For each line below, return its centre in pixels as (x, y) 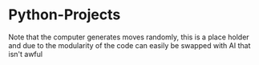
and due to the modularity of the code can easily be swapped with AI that (129, 45)
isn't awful (25, 54)
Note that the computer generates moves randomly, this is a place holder (129, 37)
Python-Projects (65, 15)
